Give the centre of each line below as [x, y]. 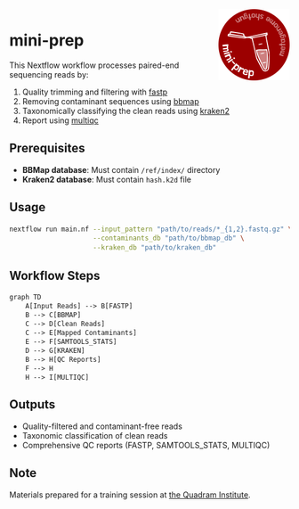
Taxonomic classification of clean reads [95, 435]
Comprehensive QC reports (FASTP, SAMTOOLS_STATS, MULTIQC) [146, 445]
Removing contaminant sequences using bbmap [110, 101]
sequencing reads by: [49, 74]
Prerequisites [47, 148]
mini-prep [47, 41]
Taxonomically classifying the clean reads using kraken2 [125, 111]
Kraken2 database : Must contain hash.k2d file [106, 179]
